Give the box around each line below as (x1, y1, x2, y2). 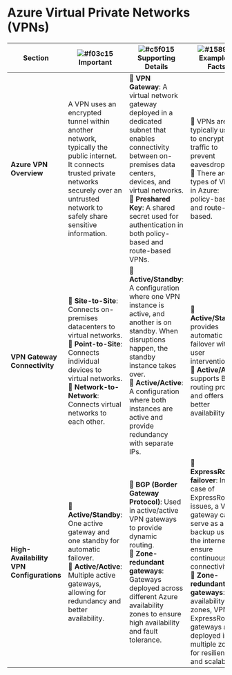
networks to (68, 408, 107, 418)
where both (128, 395, 167, 404)
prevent (190, 150, 215, 160)
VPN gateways (128, 514, 177, 524)
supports (190, 373, 220, 383)
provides (190, 322, 219, 331)
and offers (190, 391, 224, 400)
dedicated (128, 116, 162, 126)
